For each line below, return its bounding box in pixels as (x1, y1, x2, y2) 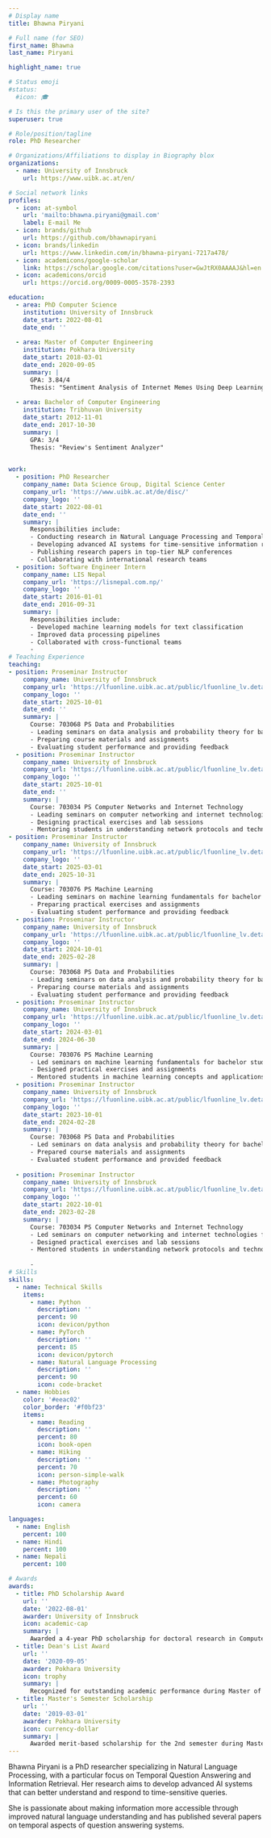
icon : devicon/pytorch (37, 1351, 114, 1359)
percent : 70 (37, 1463, 78, 1471)
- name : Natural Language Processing (29, 1358, 157, 1366)
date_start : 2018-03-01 (23, 353, 103, 361)
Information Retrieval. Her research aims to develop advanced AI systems (8, 1779, 252, 1789)
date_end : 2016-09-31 (23, 600, 95, 609)
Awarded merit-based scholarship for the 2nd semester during (29, 1740, 244, 1748)
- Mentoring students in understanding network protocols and (29, 825, 244, 833)
